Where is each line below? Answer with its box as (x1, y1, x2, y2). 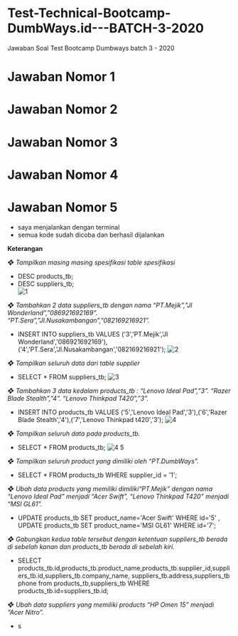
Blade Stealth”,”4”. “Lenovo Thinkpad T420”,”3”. (7, 394, 149, 402)
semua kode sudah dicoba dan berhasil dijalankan (17, 230, 165, 239)
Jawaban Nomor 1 (7, 69, 116, 85)
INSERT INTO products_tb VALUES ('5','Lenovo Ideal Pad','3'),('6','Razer (17, 408, 227, 416)
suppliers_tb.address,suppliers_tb (131, 571, 230, 580)
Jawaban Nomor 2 (7, 101, 118, 118)
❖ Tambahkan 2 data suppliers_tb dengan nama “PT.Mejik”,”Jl (7, 301, 193, 309)
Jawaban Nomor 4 (7, 166, 119, 183)
